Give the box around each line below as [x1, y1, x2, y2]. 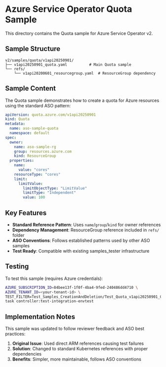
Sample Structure [5, 45, 61, 53]
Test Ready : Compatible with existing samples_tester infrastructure [12, 248, 150, 254]
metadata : [5, 121, 26, 127]
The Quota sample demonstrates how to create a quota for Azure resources [5, 97, 160, 103]
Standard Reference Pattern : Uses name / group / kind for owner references [12, 222, 161, 228]
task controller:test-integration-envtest [5, 299, 94, 304]
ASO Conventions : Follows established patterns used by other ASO [12, 237, 150, 243]
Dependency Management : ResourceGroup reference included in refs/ [12, 227, 160, 233]
